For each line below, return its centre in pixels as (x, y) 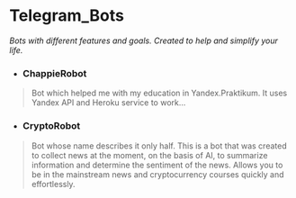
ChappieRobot (54, 73)
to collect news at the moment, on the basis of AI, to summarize (149, 155)
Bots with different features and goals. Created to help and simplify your (144, 40)
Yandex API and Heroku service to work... (108, 103)
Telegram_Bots (67, 16)
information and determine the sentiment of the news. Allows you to (157, 165)
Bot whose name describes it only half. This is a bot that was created (159, 146)
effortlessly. (53, 184)
